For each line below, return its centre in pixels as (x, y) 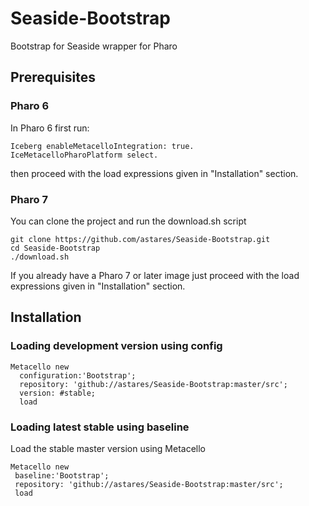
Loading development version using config (116, 346)
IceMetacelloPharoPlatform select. (84, 155)
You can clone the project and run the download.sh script (128, 221)
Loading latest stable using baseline (100, 427)
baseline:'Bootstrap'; (62, 475)
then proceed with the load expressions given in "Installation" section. (154, 173)
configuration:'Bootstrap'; (78, 375)
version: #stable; (58, 393)
